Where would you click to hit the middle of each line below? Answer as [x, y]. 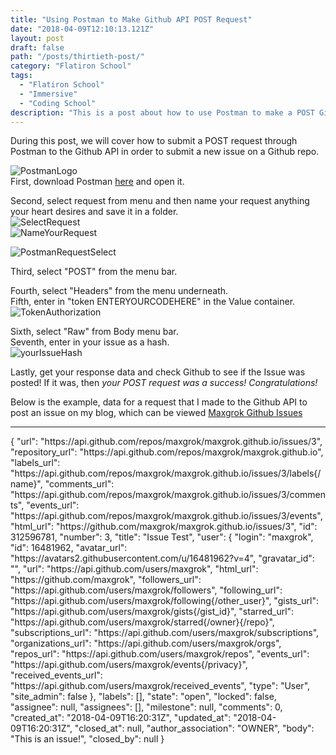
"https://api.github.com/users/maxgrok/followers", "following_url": [146, 590]
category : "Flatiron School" [71, 66]
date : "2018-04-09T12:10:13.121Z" [82, 29]
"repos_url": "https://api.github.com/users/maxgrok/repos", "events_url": [160, 654]
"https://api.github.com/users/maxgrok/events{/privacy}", [129, 665]
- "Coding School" [58, 103]
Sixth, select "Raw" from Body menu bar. [94, 332]
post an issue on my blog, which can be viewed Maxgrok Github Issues [156, 413]
